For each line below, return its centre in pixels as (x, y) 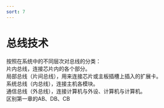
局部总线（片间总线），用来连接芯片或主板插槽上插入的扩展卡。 (84, 76)
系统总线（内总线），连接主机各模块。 (52, 83)
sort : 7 (16, 12)
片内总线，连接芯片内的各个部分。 (48, 68)
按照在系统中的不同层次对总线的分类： (53, 61)
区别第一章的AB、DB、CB (38, 98)
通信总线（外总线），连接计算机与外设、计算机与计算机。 (76, 91)
